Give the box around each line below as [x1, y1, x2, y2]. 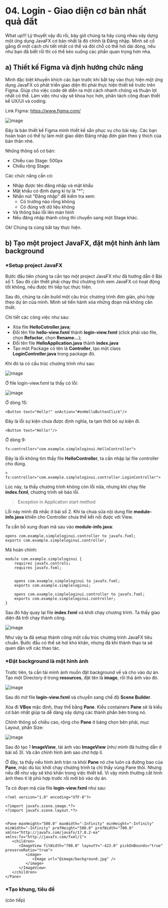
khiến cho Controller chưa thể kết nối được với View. [25, 514, 133, 520]
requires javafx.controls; [14, 561, 71, 566]
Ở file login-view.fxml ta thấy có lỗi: [5, 380, 78, 386]
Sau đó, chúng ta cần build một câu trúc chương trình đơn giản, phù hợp [5, 294, 155, 300]
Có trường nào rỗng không [20, 198, 75, 204]
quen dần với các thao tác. [5, 645, 60, 651]
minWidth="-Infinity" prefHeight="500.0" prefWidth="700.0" [5, 825, 134, 830]
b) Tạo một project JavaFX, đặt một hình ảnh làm [5, 239, 160, 248]
